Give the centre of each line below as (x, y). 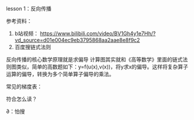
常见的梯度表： (24, 86)
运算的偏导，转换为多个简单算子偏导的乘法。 (60, 74)
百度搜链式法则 (33, 47)
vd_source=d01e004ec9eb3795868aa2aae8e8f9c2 (77, 40)
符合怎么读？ (21, 99)
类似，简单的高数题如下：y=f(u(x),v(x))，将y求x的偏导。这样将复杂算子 (102, 67)
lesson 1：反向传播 (29, 8)
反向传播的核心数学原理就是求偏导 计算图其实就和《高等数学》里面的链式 (94, 59)
